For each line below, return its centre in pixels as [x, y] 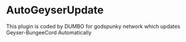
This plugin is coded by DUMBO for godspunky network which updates [93, 26]
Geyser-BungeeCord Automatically [49, 32]
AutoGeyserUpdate [55, 10]
